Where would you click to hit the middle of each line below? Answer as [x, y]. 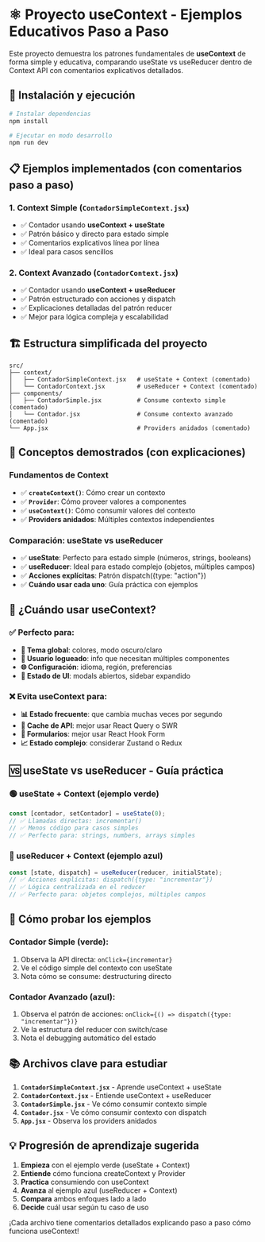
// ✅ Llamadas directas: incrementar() [75, 821]
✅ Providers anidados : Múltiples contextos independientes [117, 519]
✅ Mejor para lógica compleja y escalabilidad [94, 317]
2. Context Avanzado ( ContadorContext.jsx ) [94, 273]
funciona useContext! [44, 1231]
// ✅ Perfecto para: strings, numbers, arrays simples [102, 836]
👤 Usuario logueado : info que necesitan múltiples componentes [125, 658]
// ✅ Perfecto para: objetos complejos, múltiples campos [108, 895]
